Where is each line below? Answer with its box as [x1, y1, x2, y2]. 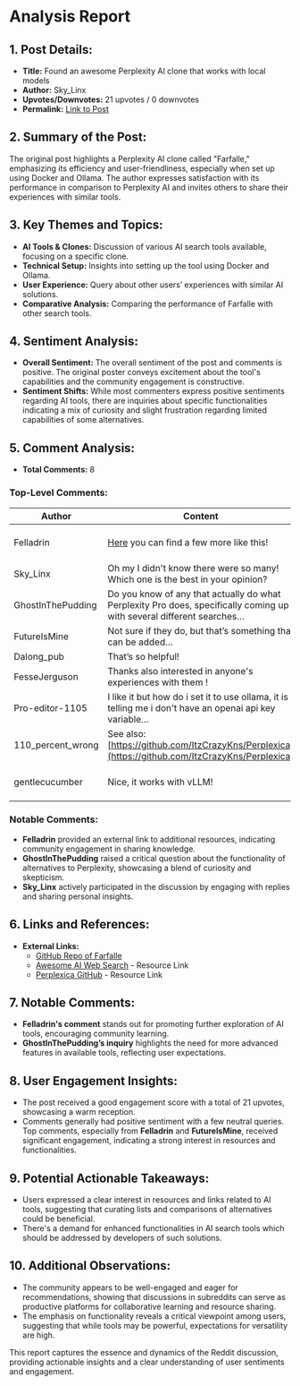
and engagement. [9, 1365, 74, 1376]
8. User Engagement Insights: [9, 1073, 179, 1089]
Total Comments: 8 [21, 464, 96, 475]
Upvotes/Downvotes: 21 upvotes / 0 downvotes [21, 94, 199, 105]
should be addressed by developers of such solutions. [21, 1233, 222, 1244]
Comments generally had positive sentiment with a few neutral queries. [21, 1116, 284, 1127]
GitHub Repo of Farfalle [35, 950, 122, 961]
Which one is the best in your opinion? [107, 573, 268, 586]
